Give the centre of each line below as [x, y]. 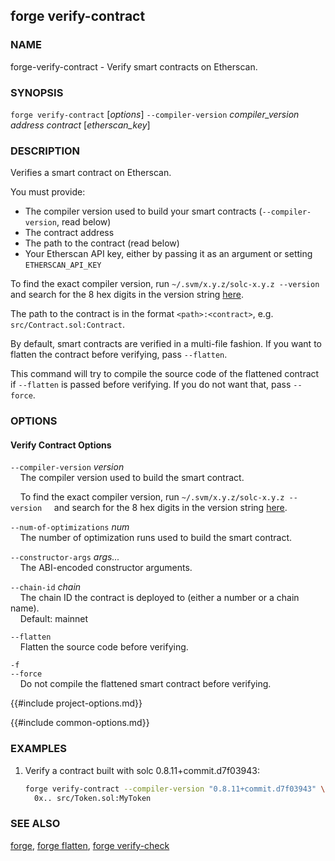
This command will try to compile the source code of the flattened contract [165, 374]
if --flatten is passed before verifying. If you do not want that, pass [151, 385]
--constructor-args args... [65, 557]
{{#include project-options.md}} [76, 703]
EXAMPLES [38, 749]
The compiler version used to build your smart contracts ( [143, 211]
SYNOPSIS [37, 92]
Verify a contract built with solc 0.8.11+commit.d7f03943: [142, 770]
